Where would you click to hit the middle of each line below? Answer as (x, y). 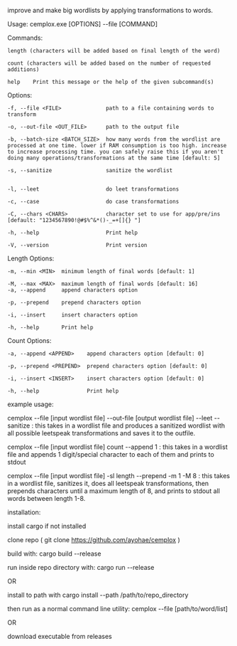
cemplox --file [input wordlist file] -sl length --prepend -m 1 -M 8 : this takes (119, 476)
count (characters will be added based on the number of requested (109, 63)
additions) (23, 70)
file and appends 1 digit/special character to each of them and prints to (111, 454)
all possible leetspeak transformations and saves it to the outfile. (101, 433)
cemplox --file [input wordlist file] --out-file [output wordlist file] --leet (110, 418)
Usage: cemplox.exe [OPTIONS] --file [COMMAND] (83, 24)
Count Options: (29, 340)
